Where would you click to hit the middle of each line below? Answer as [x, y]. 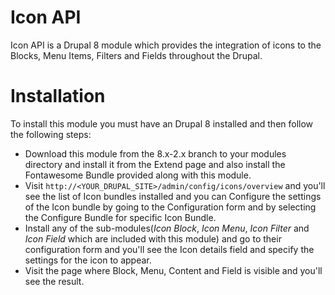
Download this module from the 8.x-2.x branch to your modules [155, 153]
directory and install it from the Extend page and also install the [155, 164]
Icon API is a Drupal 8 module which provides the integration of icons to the [166, 45]
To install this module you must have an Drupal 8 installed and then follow [162, 123]
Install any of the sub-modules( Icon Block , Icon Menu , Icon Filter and [167, 228]
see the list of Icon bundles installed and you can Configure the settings [173, 196]
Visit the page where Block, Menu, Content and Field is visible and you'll [173, 270]
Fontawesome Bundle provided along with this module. [138, 175]
